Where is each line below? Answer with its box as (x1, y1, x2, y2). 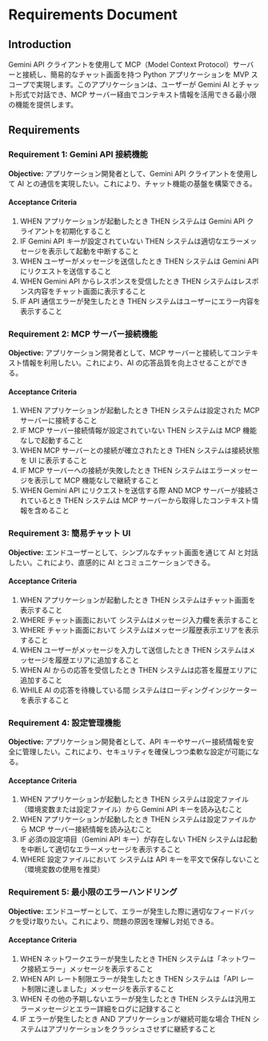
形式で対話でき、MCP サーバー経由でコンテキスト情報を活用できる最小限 (14, 90, 257, 99)
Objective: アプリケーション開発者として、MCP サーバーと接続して (8, 348, 230, 358)
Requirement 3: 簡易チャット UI (8, 528, 131, 539)
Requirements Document (8, 6, 178, 24)
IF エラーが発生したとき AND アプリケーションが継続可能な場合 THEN (19, 1014, 251, 1023)
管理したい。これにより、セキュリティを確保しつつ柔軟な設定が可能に (22, 747, 253, 757)
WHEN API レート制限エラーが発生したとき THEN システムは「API (19, 974, 238, 983)
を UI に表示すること (19, 456, 88, 465)
